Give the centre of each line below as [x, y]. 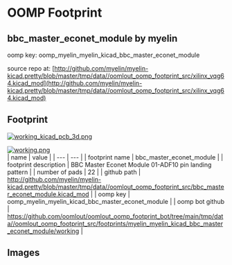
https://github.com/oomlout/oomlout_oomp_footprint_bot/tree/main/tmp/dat [115, 216]
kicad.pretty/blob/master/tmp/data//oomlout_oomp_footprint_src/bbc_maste [116, 187]
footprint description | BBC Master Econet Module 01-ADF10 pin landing [109, 164]
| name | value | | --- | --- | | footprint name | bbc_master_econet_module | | [115, 157]
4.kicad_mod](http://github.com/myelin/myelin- [75, 83]
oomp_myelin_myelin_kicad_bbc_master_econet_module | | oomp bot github [116, 201]
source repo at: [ [31, 68]
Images [24, 253]
